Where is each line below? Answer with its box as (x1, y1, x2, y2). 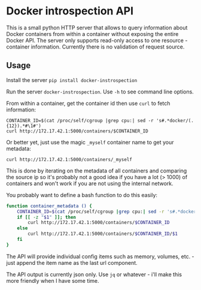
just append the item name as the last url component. (6, 259, 138, 266)
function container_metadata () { (6, 203, 93, 209)
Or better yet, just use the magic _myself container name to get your (6, 138, 175, 146)
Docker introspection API (6, 4, 133, 18)
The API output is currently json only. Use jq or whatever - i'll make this (6, 271, 182, 278)
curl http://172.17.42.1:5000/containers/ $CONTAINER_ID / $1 (28, 231, 178, 237)
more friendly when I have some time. (6, 277, 100, 284)
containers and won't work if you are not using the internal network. (6, 180, 173, 187)
